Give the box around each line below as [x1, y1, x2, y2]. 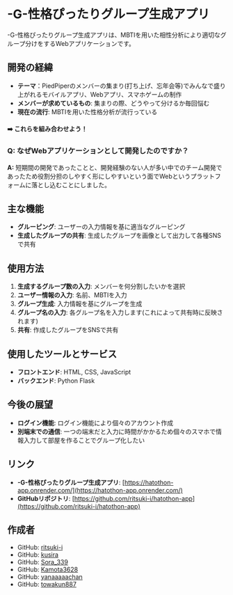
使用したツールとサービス [7, 348, 117, 360]
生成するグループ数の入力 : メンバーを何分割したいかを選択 [17, 283, 186, 291]
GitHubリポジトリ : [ [17, 494, 75, 502]
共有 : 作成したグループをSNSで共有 [17, 326, 119, 334]
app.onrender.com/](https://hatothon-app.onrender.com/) [17, 486, 183, 494]
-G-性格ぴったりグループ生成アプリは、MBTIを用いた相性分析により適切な [7, 31, 221, 39]
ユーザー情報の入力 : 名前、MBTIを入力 [17, 291, 127, 299]
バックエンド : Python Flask [17, 376, 95, 385]
